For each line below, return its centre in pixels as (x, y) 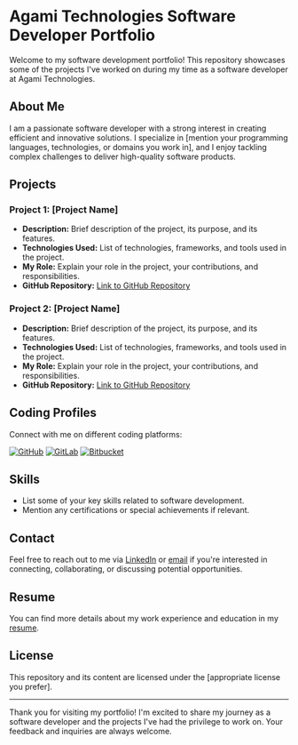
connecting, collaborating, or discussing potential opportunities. (126, 569)
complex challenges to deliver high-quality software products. (123, 156)
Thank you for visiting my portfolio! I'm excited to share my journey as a (140, 712)
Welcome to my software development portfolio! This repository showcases (147, 60)
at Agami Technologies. (52, 78)
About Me (37, 107)
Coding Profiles (53, 413)
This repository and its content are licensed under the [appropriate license (145, 677)
